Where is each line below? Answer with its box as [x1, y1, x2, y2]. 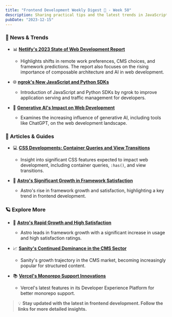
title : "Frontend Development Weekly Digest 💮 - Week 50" [5, 7, 132, 13]
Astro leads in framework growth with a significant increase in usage [20, 230, 165, 236]
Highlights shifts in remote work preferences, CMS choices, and [20, 58, 155, 64]
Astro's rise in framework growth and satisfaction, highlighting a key [20, 187, 164, 193]
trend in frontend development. [20, 193, 86, 199]
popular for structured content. [20, 263, 86, 269]
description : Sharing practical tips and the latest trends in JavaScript [5, 12, 168, 17]
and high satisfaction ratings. [20, 235, 82, 241]
